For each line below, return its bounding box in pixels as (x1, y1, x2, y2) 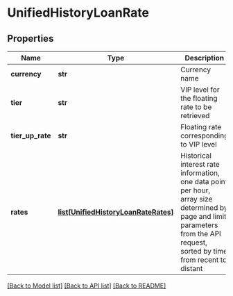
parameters (180, 220, 218, 230)
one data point (180, 177, 227, 186)
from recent (180, 255, 219, 265)
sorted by (180, 247, 212, 256)
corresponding (180, 131, 229, 140)
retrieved (180, 111, 210, 120)
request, (180, 238, 208, 247)
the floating (180, 94, 218, 103)
